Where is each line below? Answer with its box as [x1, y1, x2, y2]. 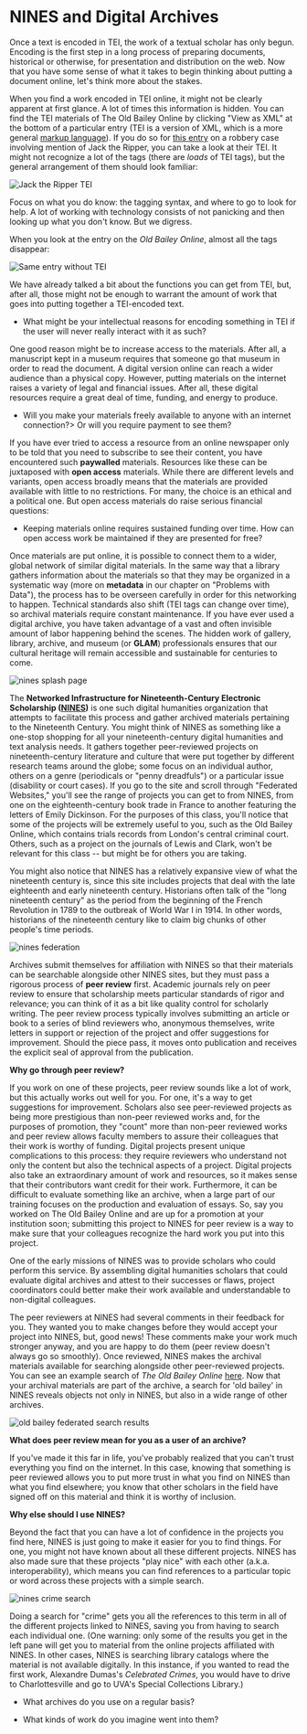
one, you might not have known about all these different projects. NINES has [9, 1546, 297, 1557]
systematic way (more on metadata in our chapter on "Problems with [9, 579, 270, 590]
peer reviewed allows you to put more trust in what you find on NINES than [9, 1472, 291, 1483]
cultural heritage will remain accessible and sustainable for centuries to [9, 647, 278, 658]
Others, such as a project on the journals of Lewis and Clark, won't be [9, 838, 272, 849]
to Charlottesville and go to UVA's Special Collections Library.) [9, 1678, 244, 1689]
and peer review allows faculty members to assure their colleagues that [9, 1131, 279, 1142]
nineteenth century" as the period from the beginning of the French [9, 894, 263, 906]
